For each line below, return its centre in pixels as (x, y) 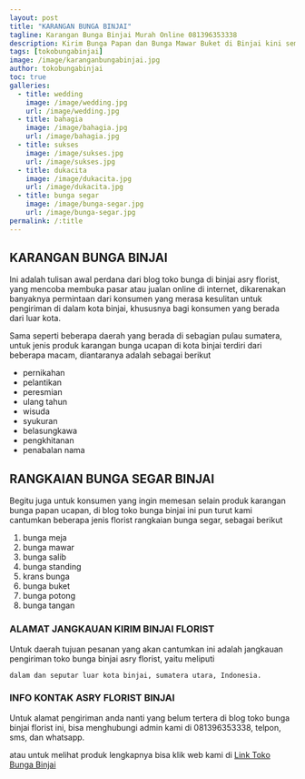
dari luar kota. (35, 319)
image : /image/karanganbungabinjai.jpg (85, 60)
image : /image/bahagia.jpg (77, 128)
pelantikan (42, 382)
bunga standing (52, 567)
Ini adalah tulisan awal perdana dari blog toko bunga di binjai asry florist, (145, 279)
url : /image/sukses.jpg (71, 162)
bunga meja (44, 538)
